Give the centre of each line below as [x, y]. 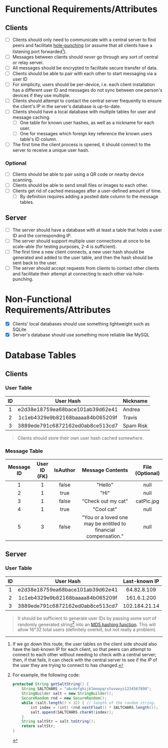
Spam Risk [135, 426]
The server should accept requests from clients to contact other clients [85, 268]
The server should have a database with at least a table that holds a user [87, 230]
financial [105, 530]
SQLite [19, 329]
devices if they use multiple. [41, 95]
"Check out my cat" [105, 501]
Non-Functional [38, 299]
